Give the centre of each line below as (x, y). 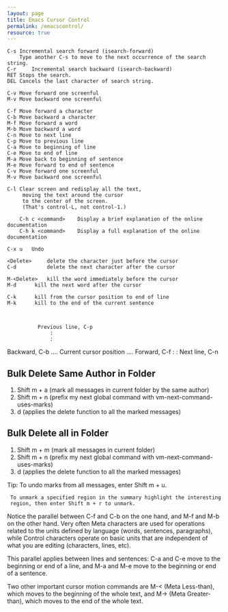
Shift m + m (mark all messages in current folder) (86, 450)
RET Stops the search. (39, 75)
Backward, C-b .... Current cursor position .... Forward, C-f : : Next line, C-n (113, 352)
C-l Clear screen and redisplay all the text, (74, 189)
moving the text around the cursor (73, 195)
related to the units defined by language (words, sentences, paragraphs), (110, 530)
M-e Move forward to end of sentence (61, 165)
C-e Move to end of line (42, 154)
